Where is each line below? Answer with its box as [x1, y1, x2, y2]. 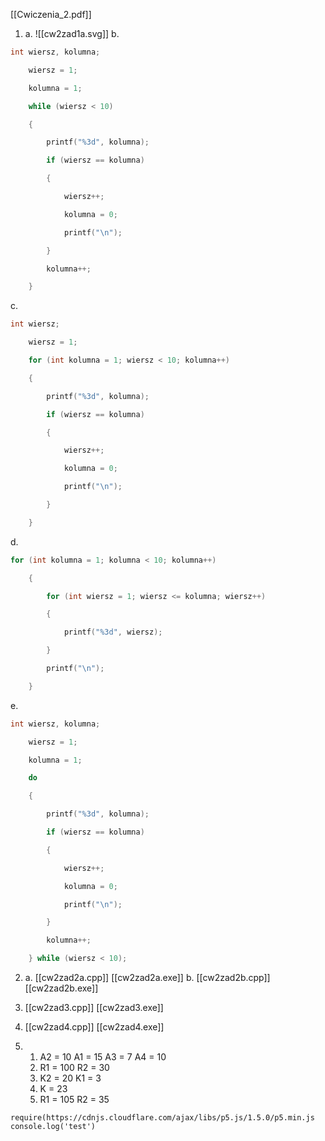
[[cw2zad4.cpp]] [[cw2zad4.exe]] [24, 1021, 165, 1033]
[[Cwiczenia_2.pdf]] [10, 9, 92, 20]
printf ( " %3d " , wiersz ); [63, 627, 163, 638]
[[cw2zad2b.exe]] [24, 982, 99, 994]
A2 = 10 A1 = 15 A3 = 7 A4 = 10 [39, 1051, 167, 1063]
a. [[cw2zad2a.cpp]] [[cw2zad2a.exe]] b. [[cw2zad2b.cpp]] [24, 972, 271, 983]
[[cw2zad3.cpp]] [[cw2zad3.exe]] [24, 1002, 164, 1013]
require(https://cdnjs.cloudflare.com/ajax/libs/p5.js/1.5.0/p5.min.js [10, 1113, 315, 1123]
